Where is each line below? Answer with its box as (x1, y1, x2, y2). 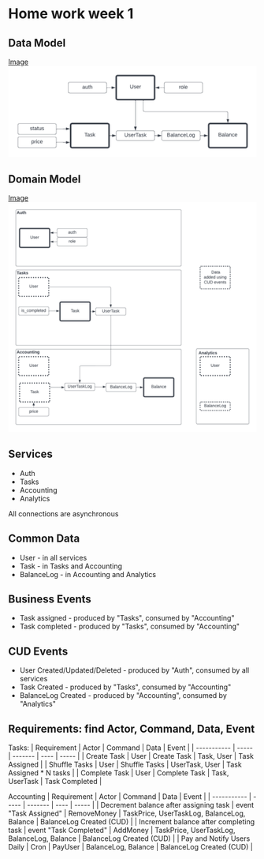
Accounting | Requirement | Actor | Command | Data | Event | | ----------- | (8, 792, 252, 801)
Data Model (8, 36, 66, 50)
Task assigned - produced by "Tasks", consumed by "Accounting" (19, 613, 235, 623)
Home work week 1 (8, 5, 134, 23)
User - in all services (19, 553, 87, 562)
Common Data (8, 532, 80, 546)
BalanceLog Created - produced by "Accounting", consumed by (19, 691, 227, 700)
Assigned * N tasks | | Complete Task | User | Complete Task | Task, (8, 768, 229, 778)
